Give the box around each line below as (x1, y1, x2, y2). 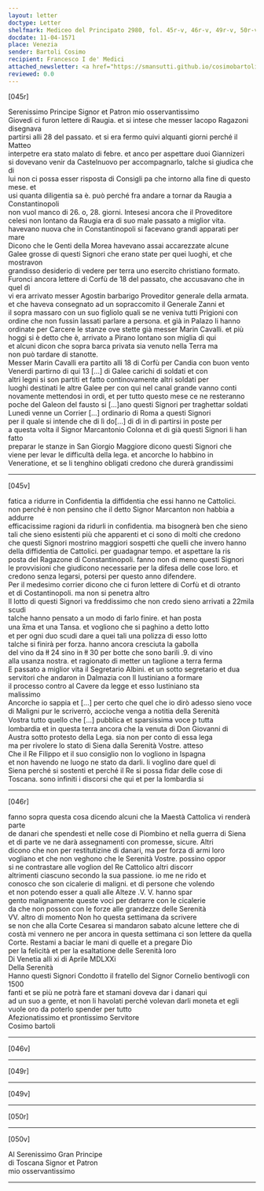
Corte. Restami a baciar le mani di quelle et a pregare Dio (8, 938, 192, 947)
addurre (8, 512, 34, 522)
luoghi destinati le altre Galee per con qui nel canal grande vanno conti (8, 383, 237, 392)
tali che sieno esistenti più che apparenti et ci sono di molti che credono (8, 529, 241, 539)
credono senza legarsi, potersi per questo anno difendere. (8, 571, 196, 581)
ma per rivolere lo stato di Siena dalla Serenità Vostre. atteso (8, 741, 204, 750)
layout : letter (8, 11, 58, 20)
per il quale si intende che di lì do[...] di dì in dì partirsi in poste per (8, 416, 222, 426)
